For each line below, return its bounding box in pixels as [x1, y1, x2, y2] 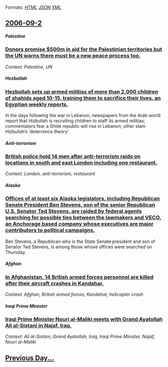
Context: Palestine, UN [5, 63, 53, 70]
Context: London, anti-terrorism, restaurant [5, 171, 95, 177]
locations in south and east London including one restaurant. [5, 159, 157, 166]
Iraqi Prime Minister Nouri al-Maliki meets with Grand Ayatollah [5, 316, 163, 323]
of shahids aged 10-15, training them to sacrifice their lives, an [5, 94, 161, 101]
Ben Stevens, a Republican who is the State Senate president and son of [5, 238, 155, 244]
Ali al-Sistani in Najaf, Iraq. [5, 322, 72, 329]
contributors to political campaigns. [5, 227, 95, 234]
